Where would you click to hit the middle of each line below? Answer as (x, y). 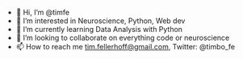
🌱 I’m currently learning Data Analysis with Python (99, 29)
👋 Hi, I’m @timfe (43, 12)
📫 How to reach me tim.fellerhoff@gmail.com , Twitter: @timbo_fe (126, 47)
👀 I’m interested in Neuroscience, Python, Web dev (101, 21)
